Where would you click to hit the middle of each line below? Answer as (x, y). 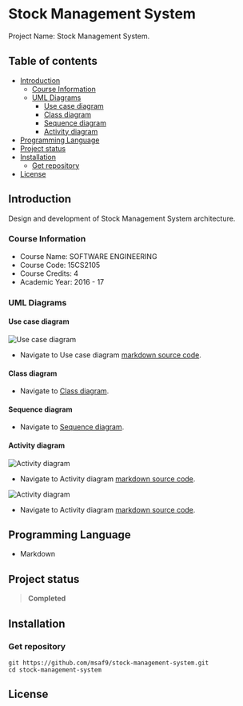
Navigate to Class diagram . (64, 391)
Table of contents (53, 61)
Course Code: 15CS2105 (60, 265)
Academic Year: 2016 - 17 (62, 281)
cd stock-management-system (55, 670)
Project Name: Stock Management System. (79, 36)
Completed (47, 598)
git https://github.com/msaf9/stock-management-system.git (109, 663)
